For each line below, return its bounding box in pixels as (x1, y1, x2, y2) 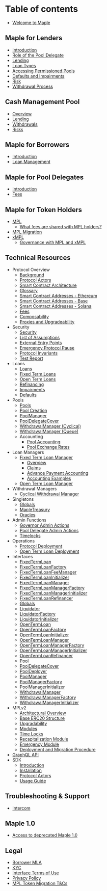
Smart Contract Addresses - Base (19, 298, 88, 304)
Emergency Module (19, 741, 59, 747)
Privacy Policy (12, 875, 41, 881)
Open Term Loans (19, 376, 56, 382)
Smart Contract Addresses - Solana (19, 303, 92, 309)
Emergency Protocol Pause (19, 345, 75, 351)
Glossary (19, 287, 38, 293)
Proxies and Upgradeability (19, 319, 75, 324)
